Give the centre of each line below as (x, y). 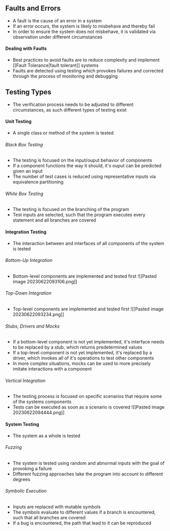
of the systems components (42, 402)
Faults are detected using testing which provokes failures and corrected (88, 71)
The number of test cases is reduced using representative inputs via (84, 177)
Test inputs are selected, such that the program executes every (79, 215)
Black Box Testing (24, 144)
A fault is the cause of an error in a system (57, 20)
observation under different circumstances (58, 37)
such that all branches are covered (49, 518)
